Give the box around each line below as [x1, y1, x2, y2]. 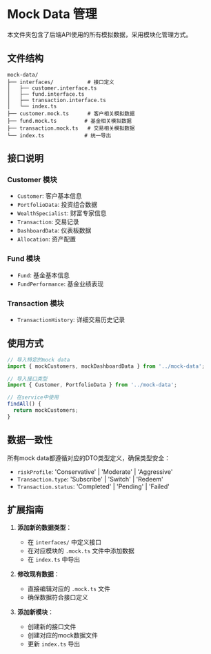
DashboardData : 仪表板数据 [17, 226, 92, 235]
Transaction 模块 [7, 298, 64, 308]
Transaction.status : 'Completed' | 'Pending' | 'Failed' [17, 482, 170, 490]
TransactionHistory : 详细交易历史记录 [17, 315, 125, 324]
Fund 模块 [7, 254, 41, 264]
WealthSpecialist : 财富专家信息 [17, 209, 107, 217]
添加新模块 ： [17, 608, 54, 616]
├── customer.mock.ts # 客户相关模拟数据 [7, 110, 135, 117]
